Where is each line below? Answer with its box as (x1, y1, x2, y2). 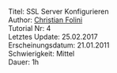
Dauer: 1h (8, 57, 40, 67)
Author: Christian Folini (8, 15, 83, 25)
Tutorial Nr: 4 (8, 24, 51, 33)
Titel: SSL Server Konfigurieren (8, 7, 109, 16)
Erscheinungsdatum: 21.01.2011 (8, 40, 110, 50)
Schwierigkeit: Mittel (8, 49, 75, 58)
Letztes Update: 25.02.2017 (8, 32, 98, 41)
